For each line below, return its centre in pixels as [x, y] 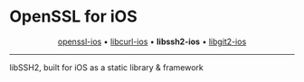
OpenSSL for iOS [73, 17]
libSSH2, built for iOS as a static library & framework [106, 67]
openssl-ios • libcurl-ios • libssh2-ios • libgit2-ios [152, 41]
